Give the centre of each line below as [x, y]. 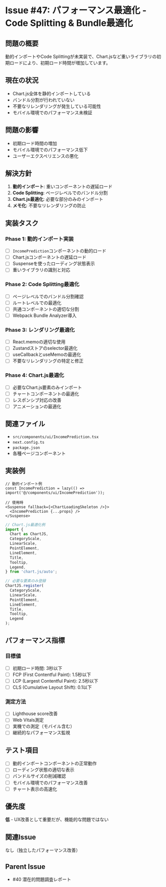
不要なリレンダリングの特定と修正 [48, 361]
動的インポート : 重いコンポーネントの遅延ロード [62, 187]
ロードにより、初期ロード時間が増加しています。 [60, 63]
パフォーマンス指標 [35, 640]
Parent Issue [25, 866]
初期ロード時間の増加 [35, 143]
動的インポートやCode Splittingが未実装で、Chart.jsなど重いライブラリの [81, 57]
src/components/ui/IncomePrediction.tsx [56, 437]
